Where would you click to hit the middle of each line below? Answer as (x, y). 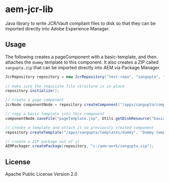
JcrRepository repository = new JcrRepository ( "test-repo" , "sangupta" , (83, 77)
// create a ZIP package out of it (43, 142)
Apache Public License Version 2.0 (41, 174)
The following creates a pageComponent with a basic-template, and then (81, 57)
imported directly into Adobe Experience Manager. (57, 28)
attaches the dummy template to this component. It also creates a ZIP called (82, 62)
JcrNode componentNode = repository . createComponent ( (63, 105)
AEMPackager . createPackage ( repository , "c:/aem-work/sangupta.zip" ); (80, 146)
